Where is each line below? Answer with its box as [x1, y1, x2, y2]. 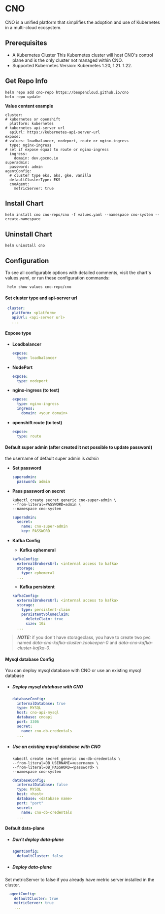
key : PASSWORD [21, 529, 50, 534]
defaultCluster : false [17, 853, 64, 858]
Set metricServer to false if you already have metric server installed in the [5, 876, 155, 882]
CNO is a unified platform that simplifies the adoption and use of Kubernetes [5, 19, 160, 25]
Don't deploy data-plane [12, 836, 64, 842]
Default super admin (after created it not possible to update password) [5, 444, 153, 450]
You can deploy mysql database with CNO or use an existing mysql [5, 667, 141, 673]
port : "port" [17, 800, 44, 805]
